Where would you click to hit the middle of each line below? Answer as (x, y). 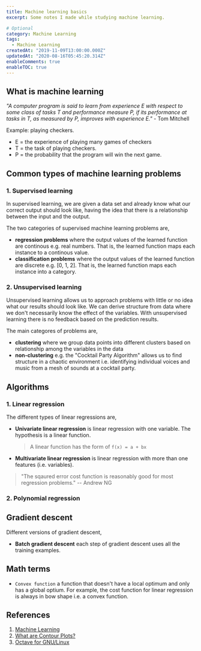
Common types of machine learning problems (94, 174)
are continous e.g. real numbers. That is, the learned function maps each (105, 246)
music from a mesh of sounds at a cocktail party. (75, 368)
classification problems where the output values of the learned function (105, 259)
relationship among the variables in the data (69, 349)
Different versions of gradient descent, (54, 532)
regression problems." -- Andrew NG (66, 482)
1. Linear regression (35, 404)
